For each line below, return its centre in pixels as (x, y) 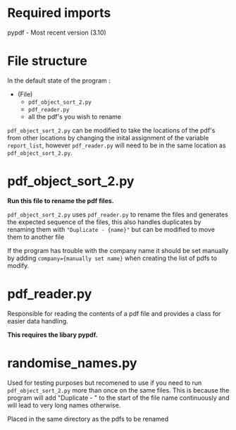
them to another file (36, 237)
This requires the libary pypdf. (52, 334)
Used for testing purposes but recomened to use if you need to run (105, 383)
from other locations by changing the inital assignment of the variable (108, 137)
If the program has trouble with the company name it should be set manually (118, 250)
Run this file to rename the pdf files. (61, 201)
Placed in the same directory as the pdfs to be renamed (88, 419)
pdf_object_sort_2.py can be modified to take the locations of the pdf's (111, 130)
